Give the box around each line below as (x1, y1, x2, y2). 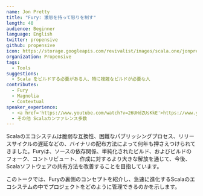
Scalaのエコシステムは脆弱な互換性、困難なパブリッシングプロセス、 (6, 133, 179, 140)
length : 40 (6, 20, 34, 26)
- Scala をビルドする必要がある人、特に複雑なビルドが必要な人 (11, 76, 150, 82)
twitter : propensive (6, 37, 59, 43)
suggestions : (6, 71, 39, 77)
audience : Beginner (6, 25, 56, 32)
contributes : (6, 82, 39, 88)
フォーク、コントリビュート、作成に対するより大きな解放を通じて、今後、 (6, 155, 191, 163)
